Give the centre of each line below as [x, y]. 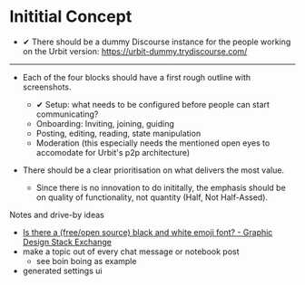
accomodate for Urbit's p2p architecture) [113, 152]
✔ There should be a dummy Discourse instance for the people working [157, 42]
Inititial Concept [71, 17]
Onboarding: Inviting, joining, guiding [105, 123]
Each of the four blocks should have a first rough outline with [137, 77]
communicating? [67, 114]
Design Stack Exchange [67, 242]
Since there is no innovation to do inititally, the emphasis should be [161, 187]
